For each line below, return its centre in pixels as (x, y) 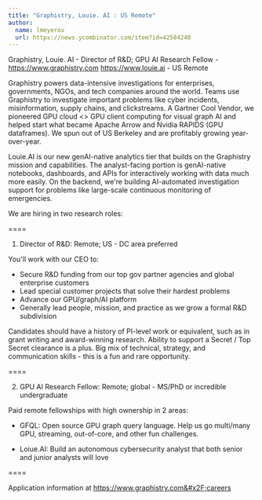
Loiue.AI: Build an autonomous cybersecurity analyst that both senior (131, 449)
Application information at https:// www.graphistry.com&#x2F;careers (120, 488)
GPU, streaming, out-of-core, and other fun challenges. (109, 434)
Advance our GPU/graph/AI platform (78, 300)
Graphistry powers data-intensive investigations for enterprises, (111, 83)
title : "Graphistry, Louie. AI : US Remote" (82, 15)
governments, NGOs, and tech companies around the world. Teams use (124, 92)
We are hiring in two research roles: (65, 214)
